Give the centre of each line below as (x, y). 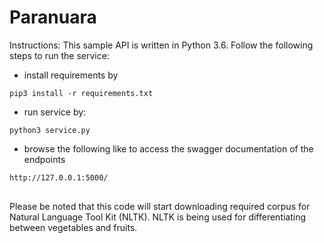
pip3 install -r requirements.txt (81, 93)
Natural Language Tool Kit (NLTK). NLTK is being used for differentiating (158, 217)
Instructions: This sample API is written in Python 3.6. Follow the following (161, 45)
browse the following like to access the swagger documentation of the (168, 148)
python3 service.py (50, 130)
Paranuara (53, 17)
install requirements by (71, 75)
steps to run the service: (59, 55)
